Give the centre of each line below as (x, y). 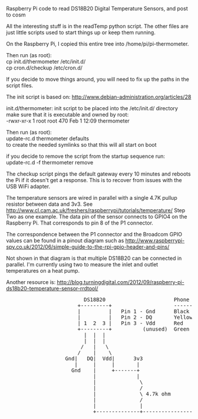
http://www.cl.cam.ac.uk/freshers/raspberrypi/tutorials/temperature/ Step (96, 210)
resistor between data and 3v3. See (49, 204)
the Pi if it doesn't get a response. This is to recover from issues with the (94, 180)
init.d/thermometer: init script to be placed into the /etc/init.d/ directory (92, 108)
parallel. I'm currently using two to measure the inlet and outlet (82, 264)
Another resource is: (31, 282)
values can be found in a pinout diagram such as (65, 240)
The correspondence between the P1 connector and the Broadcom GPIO (94, 234)
